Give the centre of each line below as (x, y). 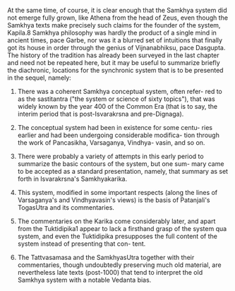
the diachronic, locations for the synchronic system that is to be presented (115, 70)
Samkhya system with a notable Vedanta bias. (84, 280)
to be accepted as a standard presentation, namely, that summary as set (122, 171)
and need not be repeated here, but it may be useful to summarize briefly (114, 63)
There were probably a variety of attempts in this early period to (110, 156)
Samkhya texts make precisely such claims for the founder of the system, (114, 25)
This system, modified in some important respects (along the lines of (117, 192)
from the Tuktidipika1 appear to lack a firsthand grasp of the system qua (122, 228)
